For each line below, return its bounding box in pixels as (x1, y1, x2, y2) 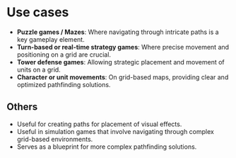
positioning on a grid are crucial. (16, 50, 111, 59)
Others (6, 101, 38, 113)
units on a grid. (16, 65, 61, 74)
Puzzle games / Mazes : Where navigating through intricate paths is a (16, 28, 220, 36)
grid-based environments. (16, 135, 93, 143)
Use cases (6, 4, 69, 21)
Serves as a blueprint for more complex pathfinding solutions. (16, 142, 197, 151)
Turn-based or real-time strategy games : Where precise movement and (16, 43, 230, 51)
